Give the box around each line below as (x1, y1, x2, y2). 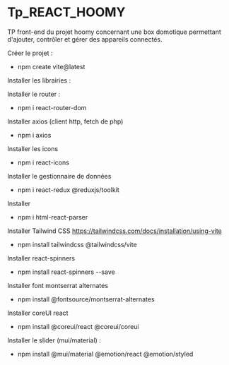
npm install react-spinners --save (17, 268, 115, 276)
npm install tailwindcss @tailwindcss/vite (17, 240, 138, 249)
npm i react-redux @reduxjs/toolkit (17, 185, 120, 194)
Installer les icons (7, 144, 59, 152)
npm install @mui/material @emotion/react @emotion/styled (17, 349, 194, 358)
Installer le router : (7, 90, 61, 98)
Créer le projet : (7, 49, 53, 57)
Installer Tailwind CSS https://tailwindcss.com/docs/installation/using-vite (7, 227, 223, 235)
